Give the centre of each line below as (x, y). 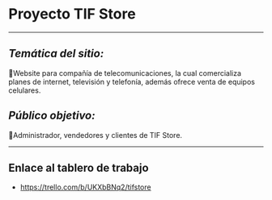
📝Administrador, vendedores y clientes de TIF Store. (96, 135)
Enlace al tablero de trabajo (79, 167)
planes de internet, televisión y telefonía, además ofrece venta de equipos (132, 81)
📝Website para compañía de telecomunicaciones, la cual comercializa (125, 73)
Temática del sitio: (56, 54)
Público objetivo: (52, 116)
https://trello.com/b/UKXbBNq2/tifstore (85, 187)
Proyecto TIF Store (72, 14)
